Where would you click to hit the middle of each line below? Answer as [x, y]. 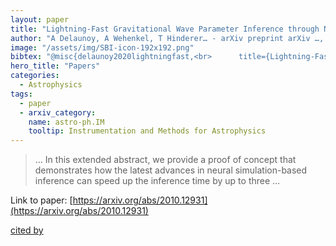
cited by [27, 230]
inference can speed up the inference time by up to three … [157, 181]
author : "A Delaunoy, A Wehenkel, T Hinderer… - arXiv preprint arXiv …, [167, 38]
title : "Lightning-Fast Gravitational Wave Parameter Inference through [165, 29]
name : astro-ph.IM [66, 122]
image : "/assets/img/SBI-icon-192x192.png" [102, 47]
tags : [21, 94]
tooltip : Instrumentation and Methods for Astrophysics [147, 131]
